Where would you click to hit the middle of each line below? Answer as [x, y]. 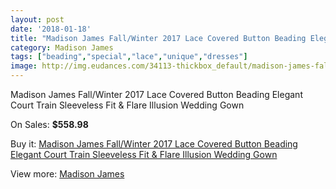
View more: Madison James [67, 174]
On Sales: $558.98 [49, 124]
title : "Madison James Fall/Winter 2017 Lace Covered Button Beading [158, 38]
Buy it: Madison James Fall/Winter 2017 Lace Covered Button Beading [154, 144]
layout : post [37, 19]
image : [24, 66]
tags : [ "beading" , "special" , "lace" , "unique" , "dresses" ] [129, 57]
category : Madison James [62, 47]
